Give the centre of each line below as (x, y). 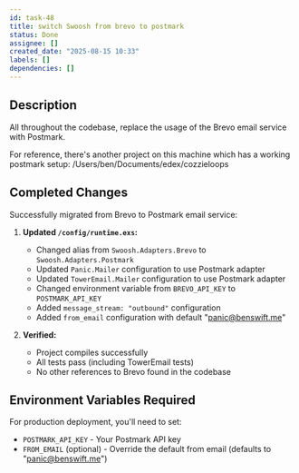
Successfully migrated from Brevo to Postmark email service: (124, 214)
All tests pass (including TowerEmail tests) (115, 362)
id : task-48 (32, 18)
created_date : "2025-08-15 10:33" (75, 52)
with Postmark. (38, 136)
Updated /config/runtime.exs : (80, 232)
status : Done (34, 34)
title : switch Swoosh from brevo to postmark (96, 26)
